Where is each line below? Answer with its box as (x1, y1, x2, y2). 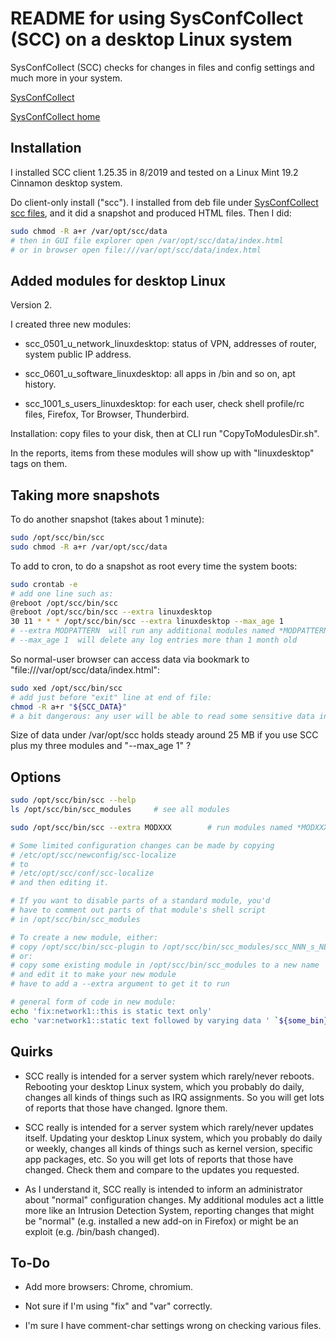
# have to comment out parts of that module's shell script (10, 905, 267, 916)
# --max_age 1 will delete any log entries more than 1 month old (10, 635, 298, 645)
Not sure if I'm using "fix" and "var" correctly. (24, 1300, 213, 1312)
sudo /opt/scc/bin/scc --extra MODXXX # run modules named (10, 822, 293, 832)
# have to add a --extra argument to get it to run (10, 979, 230, 989)
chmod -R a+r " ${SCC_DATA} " (10, 702, 128, 712)
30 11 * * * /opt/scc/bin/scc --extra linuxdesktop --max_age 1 (10, 617, 284, 627)
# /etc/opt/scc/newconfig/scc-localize (10, 850, 177, 860)
